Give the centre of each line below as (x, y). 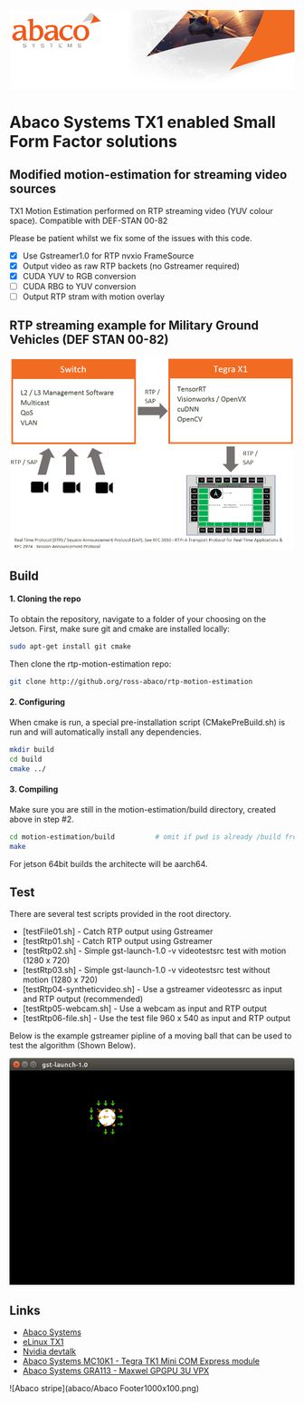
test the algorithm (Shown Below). (73, 1046)
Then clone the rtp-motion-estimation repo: (90, 664)
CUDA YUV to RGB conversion (79, 276)
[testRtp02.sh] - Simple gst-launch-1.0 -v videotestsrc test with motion (154, 951)
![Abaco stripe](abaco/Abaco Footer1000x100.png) (104, 1388)
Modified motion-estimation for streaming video (148, 175)
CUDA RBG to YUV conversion (79, 286)
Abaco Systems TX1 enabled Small (142, 122)
